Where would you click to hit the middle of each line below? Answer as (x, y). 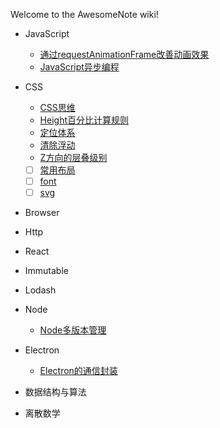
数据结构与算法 (55, 392)
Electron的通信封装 (78, 371)
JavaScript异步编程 (79, 67)
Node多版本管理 (73, 330)
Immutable (46, 271)
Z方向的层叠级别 (73, 157)
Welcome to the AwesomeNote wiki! (84, 14)
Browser (42, 213)
